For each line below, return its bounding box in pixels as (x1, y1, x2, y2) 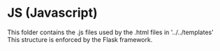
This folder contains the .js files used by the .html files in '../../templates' (7, 28, 214, 36)
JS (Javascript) (7, 5, 98, 21)
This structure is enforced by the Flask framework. (7, 35, 153, 43)
